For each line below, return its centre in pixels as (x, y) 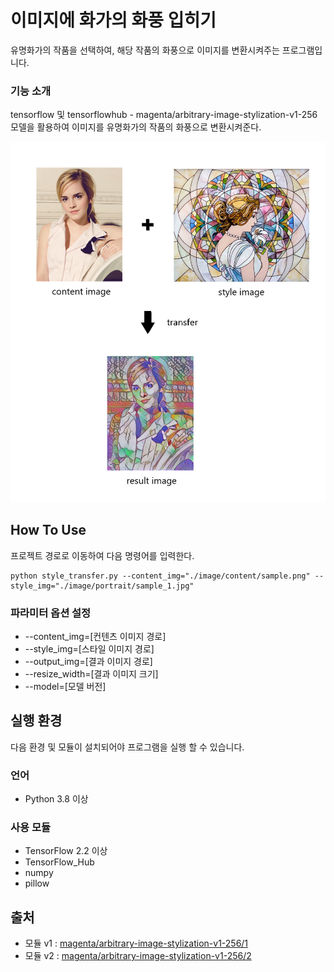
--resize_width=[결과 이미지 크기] (91, 673)
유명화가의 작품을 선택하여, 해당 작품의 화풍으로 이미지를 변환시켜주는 (145, 50)
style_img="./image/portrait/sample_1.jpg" (102, 586)
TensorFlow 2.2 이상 (66, 851)
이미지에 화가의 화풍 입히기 (113, 20)
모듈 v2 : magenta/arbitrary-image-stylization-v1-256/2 (138, 956)
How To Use (48, 530)
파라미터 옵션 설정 (51, 613)
